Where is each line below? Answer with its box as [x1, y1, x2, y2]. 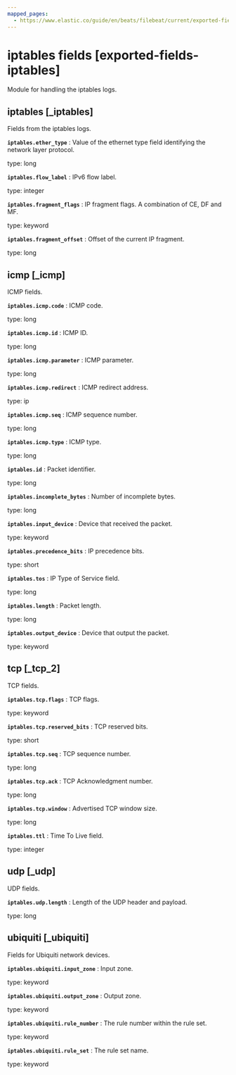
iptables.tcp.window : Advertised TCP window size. [7, 804, 157, 812]
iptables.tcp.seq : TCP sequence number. [7, 749, 131, 757]
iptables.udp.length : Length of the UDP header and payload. [7, 898, 188, 906]
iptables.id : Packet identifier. [7, 465, 96, 474]
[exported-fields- [94, 47, 199, 63]
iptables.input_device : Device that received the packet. [7, 520, 173, 528]
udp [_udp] [7, 865, 56, 877]
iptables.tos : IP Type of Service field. [7, 574, 120, 583]
